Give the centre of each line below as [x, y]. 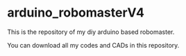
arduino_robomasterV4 [76, 13]
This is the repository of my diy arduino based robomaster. [91, 32]
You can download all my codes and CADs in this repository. [93, 45]
